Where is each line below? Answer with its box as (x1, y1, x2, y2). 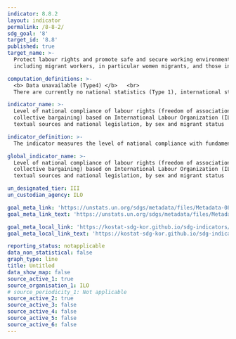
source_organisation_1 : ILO (7, 282, 90, 289)
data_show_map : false (7, 269, 71, 276)
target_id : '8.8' (7, 37, 58, 44)
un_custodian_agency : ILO (7, 191, 83, 198)
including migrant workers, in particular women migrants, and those (13, 63, 221, 70)
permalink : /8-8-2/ (7, 23, 65, 30)
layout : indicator (7, 17, 61, 24)
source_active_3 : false (7, 302, 77, 309)
